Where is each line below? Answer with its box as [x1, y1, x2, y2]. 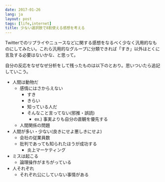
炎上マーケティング [27, 147, 66, 153]
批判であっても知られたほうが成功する [19, 141, 98, 147]
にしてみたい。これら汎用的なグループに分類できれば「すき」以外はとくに [9, 46, 160, 52]
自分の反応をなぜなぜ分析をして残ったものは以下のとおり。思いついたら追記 [5, 63, 161, 69]
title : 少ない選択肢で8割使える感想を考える [5, 26, 85, 31]
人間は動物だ [12, 79, 38, 85]
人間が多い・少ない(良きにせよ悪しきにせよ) [12, 129, 102, 135]
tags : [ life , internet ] [5, 21, 52, 26]
